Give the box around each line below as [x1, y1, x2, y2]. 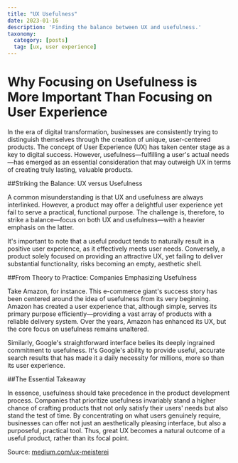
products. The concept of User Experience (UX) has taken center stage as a [7, 143, 230, 151]
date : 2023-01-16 [7, 17, 59, 24]
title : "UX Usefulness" [7, 10, 78, 18]
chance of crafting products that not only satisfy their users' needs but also [7, 403, 229, 412]
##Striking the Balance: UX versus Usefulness [7, 179, 143, 187]
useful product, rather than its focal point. [7, 434, 129, 442]
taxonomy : [7, 30, 37, 38]
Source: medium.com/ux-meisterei [7, 447, 109, 456]
